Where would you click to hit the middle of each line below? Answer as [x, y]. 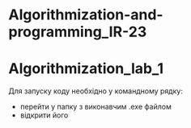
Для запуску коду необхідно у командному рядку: [96, 91]
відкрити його [44, 115]
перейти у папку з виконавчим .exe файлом [95, 107]
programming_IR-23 [78, 32]
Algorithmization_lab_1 [86, 69]
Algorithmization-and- [86, 15]
